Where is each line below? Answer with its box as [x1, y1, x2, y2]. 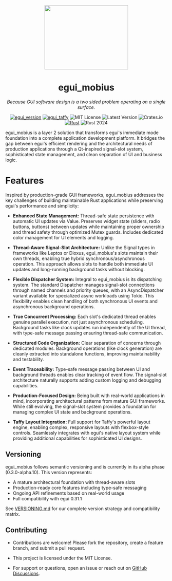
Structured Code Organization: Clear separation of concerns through [12, 340, 161, 346]
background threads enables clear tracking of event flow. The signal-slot [12, 371, 167, 378]
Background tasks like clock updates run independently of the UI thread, [12, 324, 166, 330]
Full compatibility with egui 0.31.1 [12, 495, 82, 501]
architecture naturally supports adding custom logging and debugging [12, 377, 161, 383]
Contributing [5, 526, 47, 535]
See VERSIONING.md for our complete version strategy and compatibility [5, 505, 160, 512]
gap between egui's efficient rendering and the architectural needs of [5, 140, 152, 146]
